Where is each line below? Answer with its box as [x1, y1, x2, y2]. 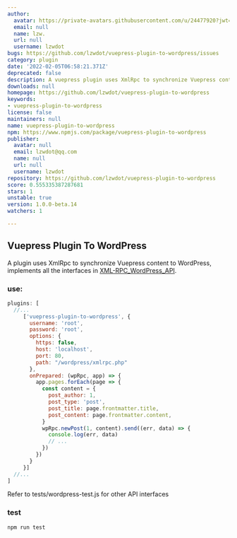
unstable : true [7, 194, 52, 201]
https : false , [35, 339, 78, 346]
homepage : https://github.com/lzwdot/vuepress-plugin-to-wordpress [7, 89, 210, 96]
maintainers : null [7, 115, 61, 122]
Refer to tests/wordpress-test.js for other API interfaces [7, 490, 169, 498]
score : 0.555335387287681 [7, 181, 83, 188]
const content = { [42, 385, 97, 392]
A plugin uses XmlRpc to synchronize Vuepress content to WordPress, [7, 259, 212, 267]
